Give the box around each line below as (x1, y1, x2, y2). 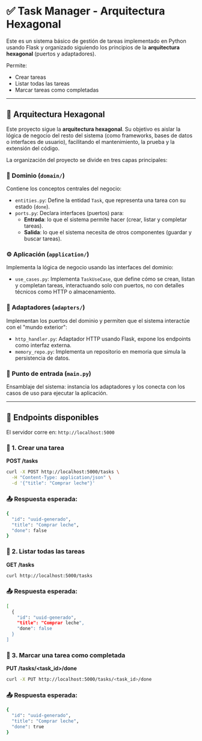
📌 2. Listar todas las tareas (6, 547, 85, 555)
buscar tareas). (23, 235, 62, 242)
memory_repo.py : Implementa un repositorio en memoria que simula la (14, 348, 186, 355)
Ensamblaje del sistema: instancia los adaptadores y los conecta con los (6, 383, 185, 390)
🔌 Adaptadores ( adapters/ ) (6, 303, 85, 311)
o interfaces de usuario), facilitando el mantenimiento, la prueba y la (6, 138, 175, 145)
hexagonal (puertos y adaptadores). (6, 50, 96, 57)
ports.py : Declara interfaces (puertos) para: (14, 210, 124, 217)
